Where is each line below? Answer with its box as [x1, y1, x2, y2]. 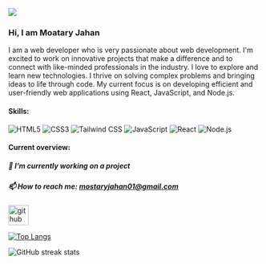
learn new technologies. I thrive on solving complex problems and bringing [8, 71, 255, 80]
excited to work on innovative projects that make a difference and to [8, 54, 233, 63]
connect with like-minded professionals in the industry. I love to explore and [8, 63, 259, 72]
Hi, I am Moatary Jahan [8, 26, 100, 38]
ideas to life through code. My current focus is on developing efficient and [8, 79, 253, 89]
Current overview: [8, 143, 71, 152]
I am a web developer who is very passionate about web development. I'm [8, 45, 254, 55]
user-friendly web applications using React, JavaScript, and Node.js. [8, 88, 235, 98]
